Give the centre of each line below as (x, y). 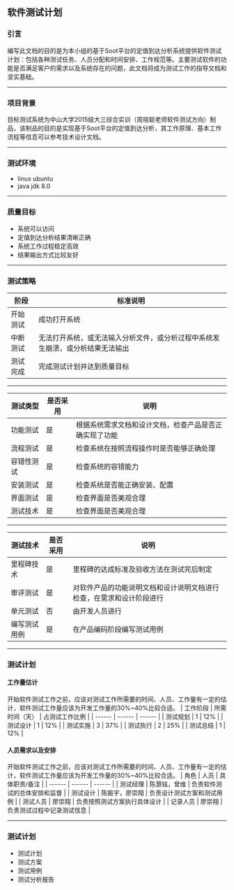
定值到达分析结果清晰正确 (54, 237)
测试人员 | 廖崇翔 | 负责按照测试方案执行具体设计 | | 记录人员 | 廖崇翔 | (123, 802)
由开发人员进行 (97, 611)
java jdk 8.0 (34, 186)
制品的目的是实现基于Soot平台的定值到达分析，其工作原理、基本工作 (124, 128)
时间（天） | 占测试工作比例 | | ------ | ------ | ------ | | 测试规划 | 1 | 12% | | (115, 717)
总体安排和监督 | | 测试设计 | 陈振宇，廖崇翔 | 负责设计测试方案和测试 (118, 793)
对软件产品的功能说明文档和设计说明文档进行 (146, 587)
